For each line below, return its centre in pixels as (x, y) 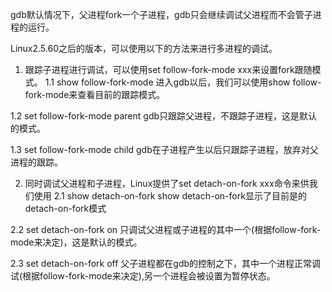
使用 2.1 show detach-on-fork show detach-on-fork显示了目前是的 (170, 196)
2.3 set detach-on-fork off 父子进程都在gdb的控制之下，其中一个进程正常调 (166, 263)
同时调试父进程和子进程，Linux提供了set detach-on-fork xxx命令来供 (167, 183)
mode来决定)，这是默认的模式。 (76, 242)
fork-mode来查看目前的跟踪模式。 (95, 94)
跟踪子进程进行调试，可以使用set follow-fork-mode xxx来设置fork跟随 (168, 69)
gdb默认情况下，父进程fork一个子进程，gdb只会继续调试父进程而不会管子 (161, 14)
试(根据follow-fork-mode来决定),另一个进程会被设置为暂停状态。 (143, 276)
